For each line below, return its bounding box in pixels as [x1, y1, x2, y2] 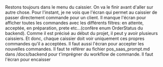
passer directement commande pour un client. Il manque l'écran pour [5, 15, 146, 20]
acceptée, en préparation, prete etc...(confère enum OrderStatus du [5, 25, 143, 31]
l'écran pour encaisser [5, 57, 51, 62]
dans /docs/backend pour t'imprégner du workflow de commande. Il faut [5, 51, 154, 57]
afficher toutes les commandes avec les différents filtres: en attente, [5, 20, 144, 26]
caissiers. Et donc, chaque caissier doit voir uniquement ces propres [5, 35, 145, 41]
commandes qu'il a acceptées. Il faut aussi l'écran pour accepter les [5, 41, 144, 46]
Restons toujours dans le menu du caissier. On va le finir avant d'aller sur [5, 4, 154, 10]
